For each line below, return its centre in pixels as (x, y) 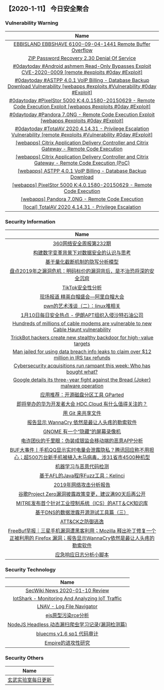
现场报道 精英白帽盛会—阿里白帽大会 (82, 296)
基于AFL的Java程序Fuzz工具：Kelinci (82, 475)
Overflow (82, 50)
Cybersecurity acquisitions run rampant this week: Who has (82, 366)
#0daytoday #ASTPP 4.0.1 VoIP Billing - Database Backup (82, 80)
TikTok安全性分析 (82, 287)
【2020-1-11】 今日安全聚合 (47, 9)
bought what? (82, 371)
